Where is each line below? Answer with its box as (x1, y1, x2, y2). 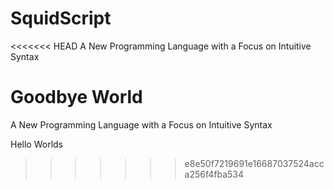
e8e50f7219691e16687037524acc (184, 157, 325, 169)
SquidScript (10, 7, 112, 30)
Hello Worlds (10, 138, 63, 150)
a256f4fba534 (184, 168, 245, 180)
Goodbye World (10, 86, 143, 109)
